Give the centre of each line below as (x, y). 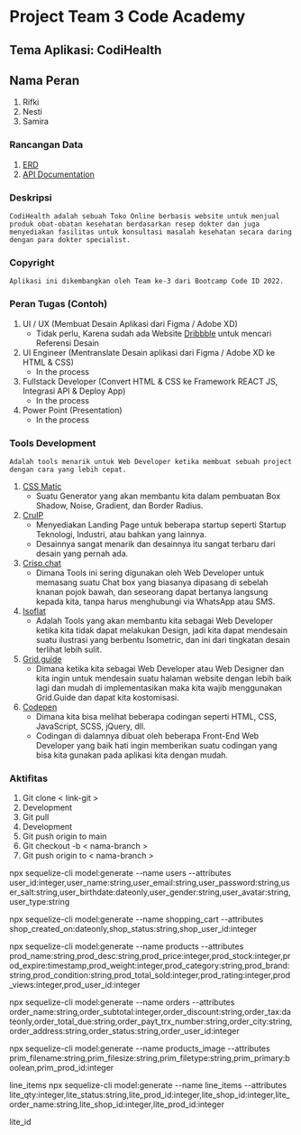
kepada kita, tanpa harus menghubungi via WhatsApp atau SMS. (155, 601)
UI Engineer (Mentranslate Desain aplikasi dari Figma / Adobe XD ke (149, 352)
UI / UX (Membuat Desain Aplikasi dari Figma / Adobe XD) (130, 323)
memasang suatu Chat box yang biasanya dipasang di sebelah (152, 582)
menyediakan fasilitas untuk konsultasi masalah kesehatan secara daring (151, 232)
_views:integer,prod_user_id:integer (75, 985)
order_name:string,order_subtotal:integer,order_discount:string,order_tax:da (150, 1012)
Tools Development (53, 442)
